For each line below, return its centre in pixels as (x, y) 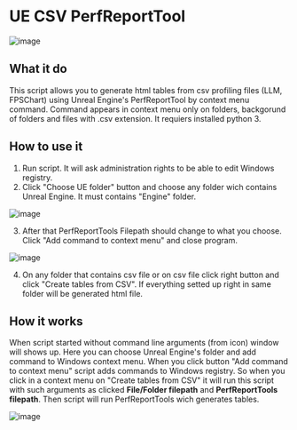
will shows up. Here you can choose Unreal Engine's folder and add (133, 352)
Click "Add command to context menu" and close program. (129, 240)
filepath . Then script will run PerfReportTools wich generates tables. (134, 399)
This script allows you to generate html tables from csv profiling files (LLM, (146, 90)
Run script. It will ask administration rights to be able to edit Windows (148, 168)
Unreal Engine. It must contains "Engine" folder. (109, 196)
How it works (46, 321)
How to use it (46, 147)
